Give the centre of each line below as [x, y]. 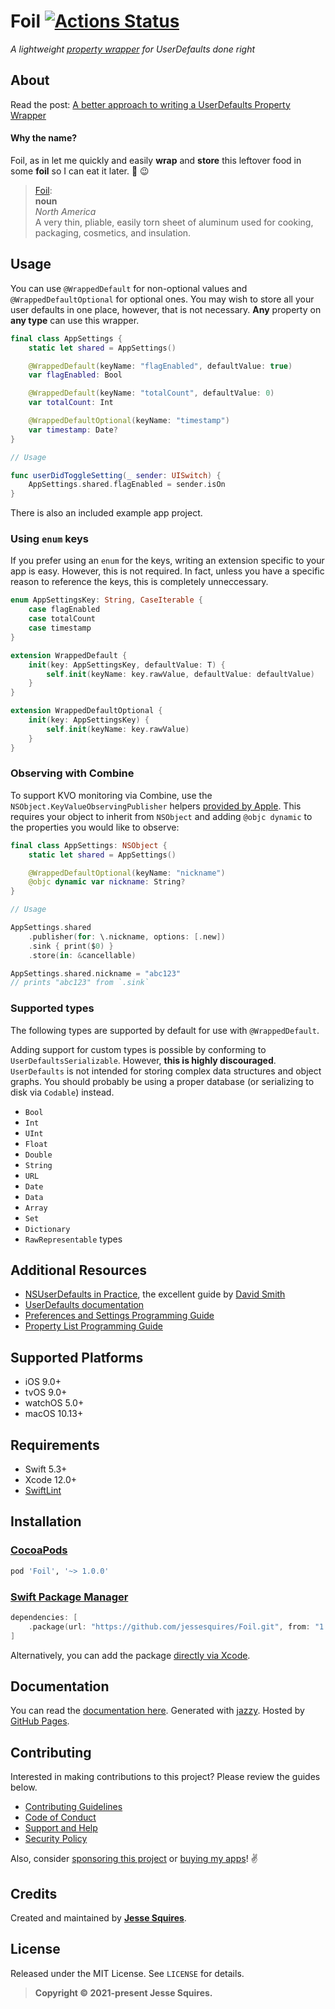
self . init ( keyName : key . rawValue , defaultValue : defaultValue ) [180, 674]
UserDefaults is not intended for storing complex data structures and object [166, 1071]
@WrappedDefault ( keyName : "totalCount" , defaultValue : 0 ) [151, 393]
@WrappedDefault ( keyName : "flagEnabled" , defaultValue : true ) [160, 366]
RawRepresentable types [73, 1239]
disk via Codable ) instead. [62, 1092]
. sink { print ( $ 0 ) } [71, 946]
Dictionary [47, 1229]
